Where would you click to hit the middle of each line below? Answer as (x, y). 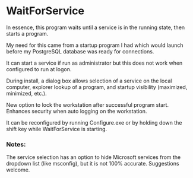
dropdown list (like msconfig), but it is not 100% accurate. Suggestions (93, 164)
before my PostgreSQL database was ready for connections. (80, 51)
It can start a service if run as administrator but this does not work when (94, 63)
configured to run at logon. (39, 69)
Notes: (16, 144)
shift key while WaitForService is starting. (57, 129)
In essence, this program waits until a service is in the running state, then (96, 27)
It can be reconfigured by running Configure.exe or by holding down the (94, 122)
